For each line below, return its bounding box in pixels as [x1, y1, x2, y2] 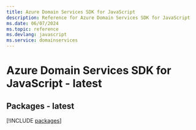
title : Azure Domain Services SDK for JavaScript [6, 9, 136, 15]
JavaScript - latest [6, 77, 102, 90]
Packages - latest [6, 101, 75, 111]
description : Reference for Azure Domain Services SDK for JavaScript [6, 15, 190, 21]
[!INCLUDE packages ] [6, 117, 62, 124]
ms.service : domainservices [6, 37, 78, 43]
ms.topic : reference [6, 26, 59, 32]
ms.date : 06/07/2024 [6, 20, 59, 26]
